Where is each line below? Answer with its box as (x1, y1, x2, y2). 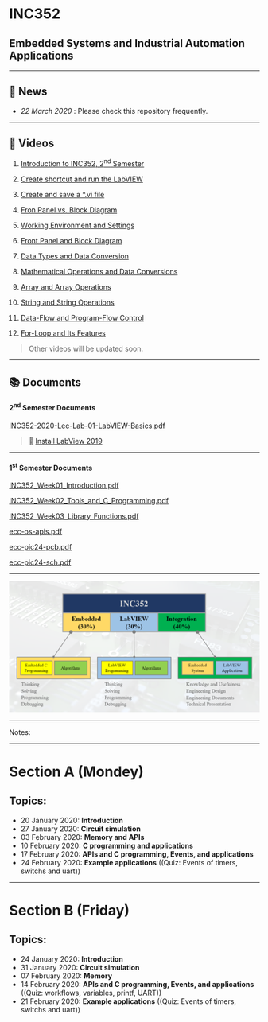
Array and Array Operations (20, 282, 111, 292)
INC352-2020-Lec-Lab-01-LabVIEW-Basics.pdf (9, 421, 165, 430)
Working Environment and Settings (20, 220, 134, 231)
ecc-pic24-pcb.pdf (9, 542, 72, 552)
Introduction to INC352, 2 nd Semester (20, 157, 145, 169)
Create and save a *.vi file (20, 190, 105, 200)
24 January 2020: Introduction (20, 954, 124, 963)
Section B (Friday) (9, 901, 130, 919)
